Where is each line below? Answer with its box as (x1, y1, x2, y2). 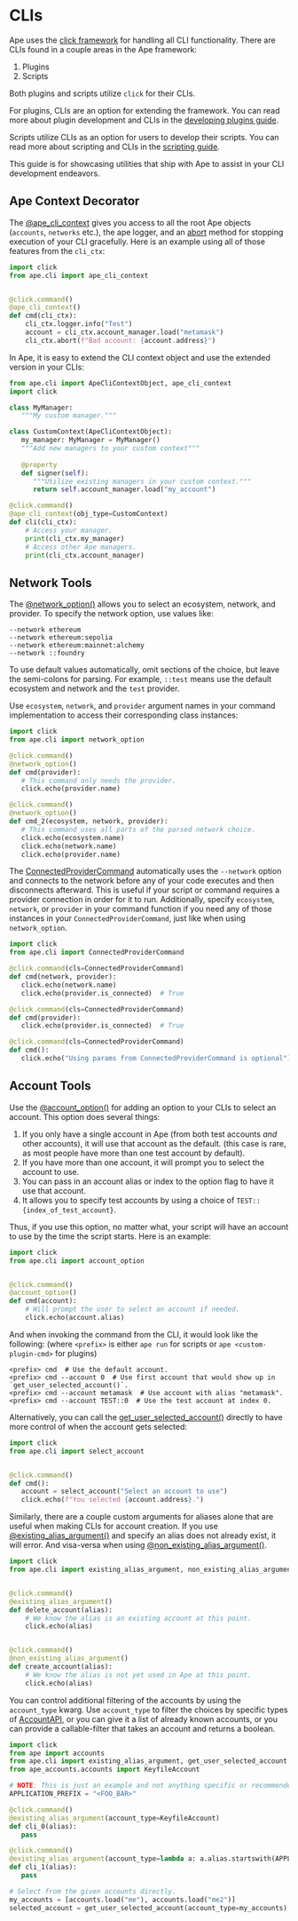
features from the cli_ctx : (9, 245, 106, 256)
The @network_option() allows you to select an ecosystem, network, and (9, 599, 277, 609)
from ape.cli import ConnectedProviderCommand (9, 948, 184, 957)
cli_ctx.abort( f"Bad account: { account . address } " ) (25, 336, 216, 345)
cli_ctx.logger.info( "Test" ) (25, 320, 133, 329)
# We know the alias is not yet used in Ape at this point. (25, 1671, 252, 1679)
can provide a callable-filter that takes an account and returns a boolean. (9, 1723, 276, 1734)
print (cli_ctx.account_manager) (25, 551, 145, 560)
